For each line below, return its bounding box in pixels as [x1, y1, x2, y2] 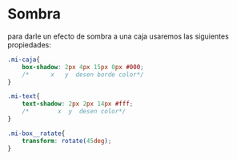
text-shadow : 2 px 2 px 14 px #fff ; [22, 100, 134, 109]
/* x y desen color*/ [22, 108, 127, 116]
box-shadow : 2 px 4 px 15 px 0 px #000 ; [22, 63, 145, 71]
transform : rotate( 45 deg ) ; [22, 137, 112, 145]
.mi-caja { [7, 55, 41, 64]
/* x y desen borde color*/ [22, 70, 145, 79]
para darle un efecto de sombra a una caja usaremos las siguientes [7, 31, 229, 41]
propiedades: [7, 39, 51, 49]
